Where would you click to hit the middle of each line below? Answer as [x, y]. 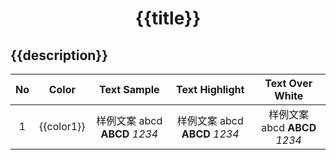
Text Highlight [210, 89]
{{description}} [59, 55]
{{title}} [168, 18]
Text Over [288, 83]
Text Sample [129, 89]
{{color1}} [62, 126]
